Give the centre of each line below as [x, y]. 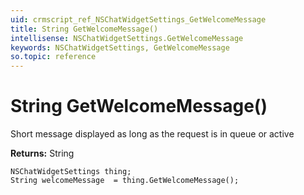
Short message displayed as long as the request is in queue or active [152, 134]
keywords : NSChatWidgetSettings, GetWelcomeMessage [120, 47]
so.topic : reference [53, 57]
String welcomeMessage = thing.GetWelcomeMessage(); [125, 181]
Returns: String [42, 153]
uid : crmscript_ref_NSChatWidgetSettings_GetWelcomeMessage [138, 19]
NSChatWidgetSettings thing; [71, 172]
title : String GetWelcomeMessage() [84, 29]
